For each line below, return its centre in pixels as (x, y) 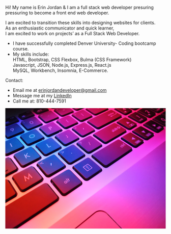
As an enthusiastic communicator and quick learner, (60, 28)
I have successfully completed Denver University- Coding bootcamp (84, 43)
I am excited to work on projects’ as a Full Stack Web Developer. (73, 33)
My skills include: (31, 54)
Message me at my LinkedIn (42, 96)
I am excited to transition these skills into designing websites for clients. (80, 23)
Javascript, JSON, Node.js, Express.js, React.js (62, 65)
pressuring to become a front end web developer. (57, 13)
